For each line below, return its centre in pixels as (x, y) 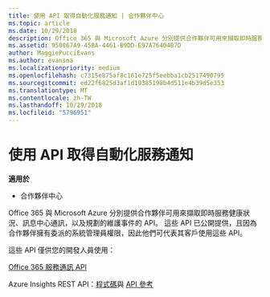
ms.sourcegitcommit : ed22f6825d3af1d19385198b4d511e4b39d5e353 (117, 83)
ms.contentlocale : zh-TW (50, 98)
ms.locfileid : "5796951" (50, 113)
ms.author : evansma (41, 61)
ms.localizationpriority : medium (64, 68)
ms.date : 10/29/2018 (43, 31)
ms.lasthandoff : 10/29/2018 (55, 105)
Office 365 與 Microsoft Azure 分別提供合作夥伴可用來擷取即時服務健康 (126, 213)
